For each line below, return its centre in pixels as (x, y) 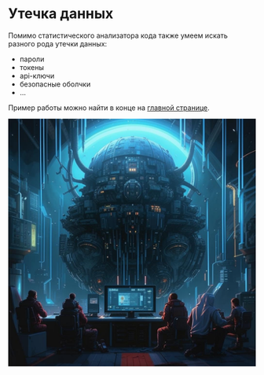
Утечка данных (61, 14)
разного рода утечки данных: (58, 43)
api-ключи (37, 75)
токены (32, 67)
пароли (32, 59)
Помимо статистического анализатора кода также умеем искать (118, 35)
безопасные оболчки (55, 84)
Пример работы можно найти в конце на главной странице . (109, 108)
